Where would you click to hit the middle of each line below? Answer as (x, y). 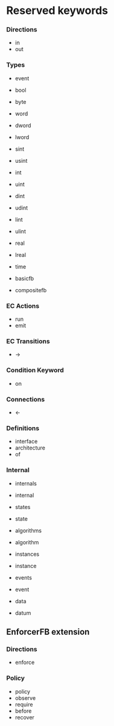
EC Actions (23, 306)
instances (27, 554)
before (23, 711)
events (23, 577)
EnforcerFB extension (48, 632)
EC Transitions (28, 341)
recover (25, 717)
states (23, 507)
